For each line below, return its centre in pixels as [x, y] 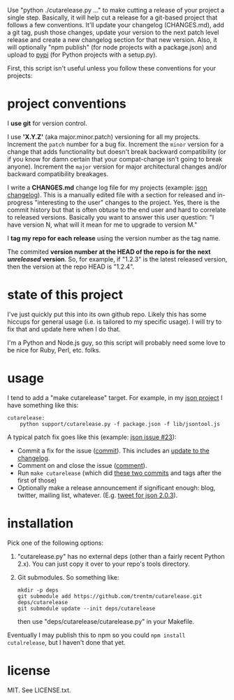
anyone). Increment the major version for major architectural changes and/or [117, 166]
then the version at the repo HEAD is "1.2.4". [71, 266]
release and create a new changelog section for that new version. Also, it [112, 40]
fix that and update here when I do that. [64, 329]
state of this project [65, 295]
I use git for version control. [47, 123]
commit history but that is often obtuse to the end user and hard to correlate [117, 210]
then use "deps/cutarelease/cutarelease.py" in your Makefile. [106, 621]
